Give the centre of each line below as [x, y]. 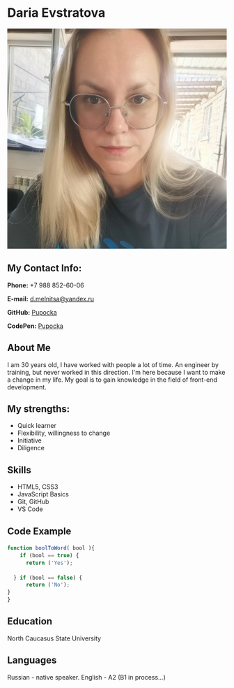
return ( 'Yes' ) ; [49, 563]
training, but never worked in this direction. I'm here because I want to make [116, 372]
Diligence [31, 448]
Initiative [29, 440]
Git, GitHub [33, 502]
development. [27, 387]
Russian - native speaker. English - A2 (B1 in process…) [86, 677]
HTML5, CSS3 [38, 487]
